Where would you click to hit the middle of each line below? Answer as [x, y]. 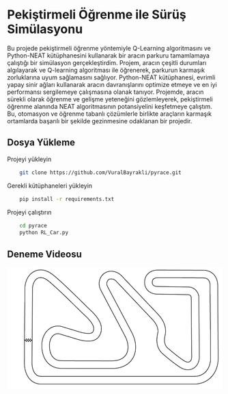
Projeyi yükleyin [29, 159]
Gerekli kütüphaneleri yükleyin [50, 186]
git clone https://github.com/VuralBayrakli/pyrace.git [101, 172]
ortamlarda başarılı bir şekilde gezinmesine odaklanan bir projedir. [100, 121]
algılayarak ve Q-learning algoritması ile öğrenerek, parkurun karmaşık [106, 70]
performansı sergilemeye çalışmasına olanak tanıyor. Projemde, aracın [105, 92]
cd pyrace [33, 225]
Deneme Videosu [44, 254]
